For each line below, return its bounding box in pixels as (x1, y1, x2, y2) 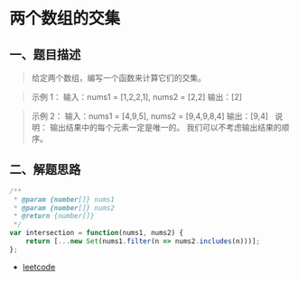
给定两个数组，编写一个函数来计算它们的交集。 (31, 73, 206, 83)
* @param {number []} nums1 (13, 195, 116, 204)
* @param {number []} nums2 (13, 204, 116, 213)
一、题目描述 (9, 47, 81, 62)
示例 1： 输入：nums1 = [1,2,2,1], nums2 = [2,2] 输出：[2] (31, 92, 242, 102)
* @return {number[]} (13, 212, 95, 221)
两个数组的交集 (9, 8, 121, 29)
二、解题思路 (9, 162, 81, 177)
